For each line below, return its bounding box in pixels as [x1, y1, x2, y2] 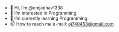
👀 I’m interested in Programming [10, 10, 77, 16]
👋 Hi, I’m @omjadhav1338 [10, 5, 63, 10]
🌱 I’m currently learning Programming [10, 15, 88, 21]
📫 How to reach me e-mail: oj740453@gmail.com [10, 21, 114, 27]
